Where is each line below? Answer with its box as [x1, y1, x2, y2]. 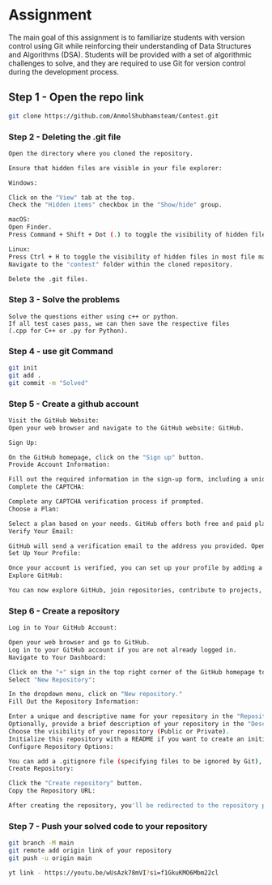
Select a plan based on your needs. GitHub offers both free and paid [8, 519, 252, 528]
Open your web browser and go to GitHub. [8, 639, 151, 647]
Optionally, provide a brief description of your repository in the [8, 720, 244, 729]
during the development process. [8, 66, 120, 76]
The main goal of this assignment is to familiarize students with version [8, 32, 245, 42]
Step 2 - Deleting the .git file [8, 131, 121, 143]
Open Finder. [8, 223, 53, 232]
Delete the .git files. [8, 275, 89, 283]
